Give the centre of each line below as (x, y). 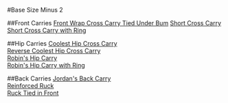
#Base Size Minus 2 (35, 10)
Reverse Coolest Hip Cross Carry (54, 51)
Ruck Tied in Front (33, 93)
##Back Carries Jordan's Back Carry (59, 78)
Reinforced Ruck (31, 86)
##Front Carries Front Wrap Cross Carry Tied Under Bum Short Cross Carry (114, 23)
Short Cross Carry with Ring (47, 30)
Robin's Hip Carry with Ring (46, 65)
